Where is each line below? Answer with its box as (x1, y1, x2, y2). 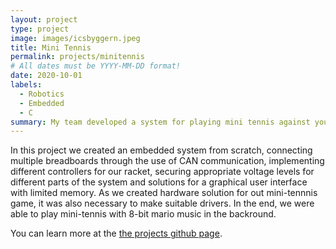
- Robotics (19, 89, 65, 99)
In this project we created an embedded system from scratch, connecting (10, 144, 313, 156)
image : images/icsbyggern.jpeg (10, 33, 141, 43)
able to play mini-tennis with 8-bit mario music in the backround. (10, 208, 277, 220)
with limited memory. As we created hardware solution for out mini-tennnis (10, 187, 318, 199)
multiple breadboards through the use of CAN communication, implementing (10, 155, 325, 167)
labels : (10, 80, 43, 90)
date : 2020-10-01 (10, 71, 83, 81)
